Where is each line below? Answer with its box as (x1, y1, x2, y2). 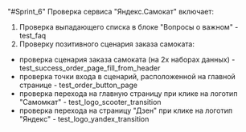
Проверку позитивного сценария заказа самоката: (18, 39, 195, 49)
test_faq (18, 31, 47, 40)
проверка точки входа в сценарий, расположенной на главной (18, 72, 236, 81)
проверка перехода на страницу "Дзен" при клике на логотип (18, 106, 233, 115)
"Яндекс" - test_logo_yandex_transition (18, 114, 150, 123)
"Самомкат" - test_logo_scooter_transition (18, 98, 162, 106)
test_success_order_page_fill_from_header (18, 63, 161, 73)
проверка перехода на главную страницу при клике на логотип (18, 89, 238, 98)
